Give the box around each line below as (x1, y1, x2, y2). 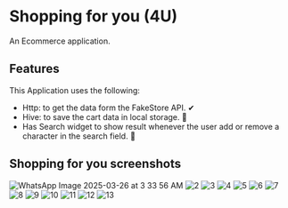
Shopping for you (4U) (9, 6, 178, 27)
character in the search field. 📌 (21, 131, 136, 141)
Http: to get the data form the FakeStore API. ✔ (21, 102, 195, 113)
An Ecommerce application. (9, 36, 111, 46)
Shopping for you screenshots (9, 156, 181, 172)
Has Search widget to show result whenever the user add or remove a (21, 121, 280, 132)
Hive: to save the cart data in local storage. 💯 (21, 111, 187, 122)
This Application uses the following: (9, 84, 141, 95)
